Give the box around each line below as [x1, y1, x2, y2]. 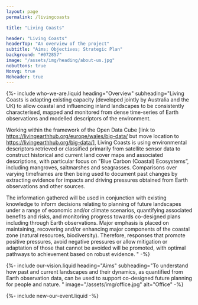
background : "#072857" [6, 52, 62, 58]
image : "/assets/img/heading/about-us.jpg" [6, 57, 115, 63]
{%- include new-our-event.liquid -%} [6, 293, 99, 300]
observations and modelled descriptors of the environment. [6, 115, 151, 122]
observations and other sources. [6, 183, 86, 190]
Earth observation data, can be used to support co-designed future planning [6, 275, 192, 282]
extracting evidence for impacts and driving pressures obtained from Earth [6, 176, 188, 183]
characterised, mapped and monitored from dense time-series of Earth [6, 109, 179, 116]
